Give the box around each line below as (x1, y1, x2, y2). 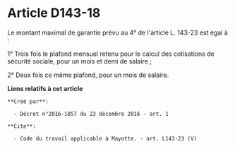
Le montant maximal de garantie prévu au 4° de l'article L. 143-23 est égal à (7, 28, 228, 37)
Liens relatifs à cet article (7, 84, 83, 93)
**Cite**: (7, 122, 37, 130)
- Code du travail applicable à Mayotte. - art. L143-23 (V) (13, 135, 198, 142)
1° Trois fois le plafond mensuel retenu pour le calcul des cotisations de (7, 49, 215, 58)
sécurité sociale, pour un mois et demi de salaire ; (7, 56, 152, 65)
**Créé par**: (7, 97, 49, 105)
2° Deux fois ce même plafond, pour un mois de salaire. (7, 71, 169, 79)
